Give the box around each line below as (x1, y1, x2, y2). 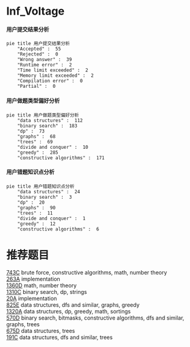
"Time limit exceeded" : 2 (17, 67, 88, 74)
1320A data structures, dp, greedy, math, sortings (6, 307, 131, 315)
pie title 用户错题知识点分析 (6, 183, 75, 190)
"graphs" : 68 (17, 133, 56, 140)
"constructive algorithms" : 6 (17, 226, 99, 232)
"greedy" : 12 (17, 221, 56, 227)
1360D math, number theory (6, 282, 77, 289)
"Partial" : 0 (17, 84, 56, 90)
